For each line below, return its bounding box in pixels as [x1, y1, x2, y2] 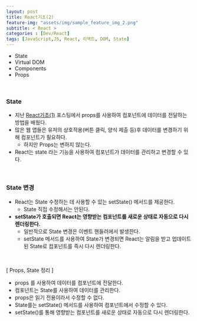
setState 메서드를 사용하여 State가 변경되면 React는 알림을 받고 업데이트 [23, 235, 192, 242]
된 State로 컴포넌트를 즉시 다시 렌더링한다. [23, 242, 122, 249]
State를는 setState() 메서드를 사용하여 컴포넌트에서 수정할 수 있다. [14, 301, 168, 308]
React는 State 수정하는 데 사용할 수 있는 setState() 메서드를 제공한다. [14, 198, 175, 205]
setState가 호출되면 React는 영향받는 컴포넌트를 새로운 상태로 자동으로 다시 [14, 213, 189, 220]
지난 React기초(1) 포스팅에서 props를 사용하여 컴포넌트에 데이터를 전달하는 [14, 112, 188, 119]
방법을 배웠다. [14, 119, 47, 126]
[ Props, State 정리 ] [6, 267, 54, 274]
